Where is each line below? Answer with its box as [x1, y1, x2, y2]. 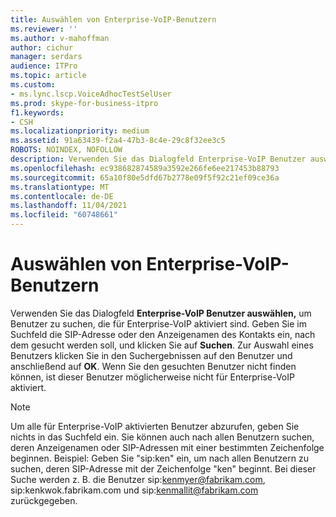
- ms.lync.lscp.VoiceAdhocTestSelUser [10, 89, 172, 99]
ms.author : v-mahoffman [10, 33, 110, 43]
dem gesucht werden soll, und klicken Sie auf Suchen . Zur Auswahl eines [10, 339, 314, 351]
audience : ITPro [10, 61, 78, 71]
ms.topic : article [10, 71, 87, 81]
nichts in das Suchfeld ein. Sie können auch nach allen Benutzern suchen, [10, 431, 315, 443]
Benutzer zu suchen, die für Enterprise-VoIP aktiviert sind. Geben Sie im [10, 317, 308, 330]
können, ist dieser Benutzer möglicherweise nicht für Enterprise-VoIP [10, 371, 295, 383]
